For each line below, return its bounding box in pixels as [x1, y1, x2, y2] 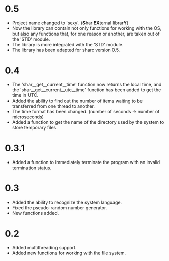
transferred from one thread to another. [12, 103, 95, 109]
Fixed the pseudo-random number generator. [12, 204, 107, 211]
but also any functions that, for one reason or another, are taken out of [12, 30, 160, 37]
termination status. [12, 165, 52, 171]
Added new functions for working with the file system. [12, 250, 126, 256]
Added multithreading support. [12, 244, 77, 250]
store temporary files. [12, 124, 58, 130]
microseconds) [12, 114, 44, 120]
